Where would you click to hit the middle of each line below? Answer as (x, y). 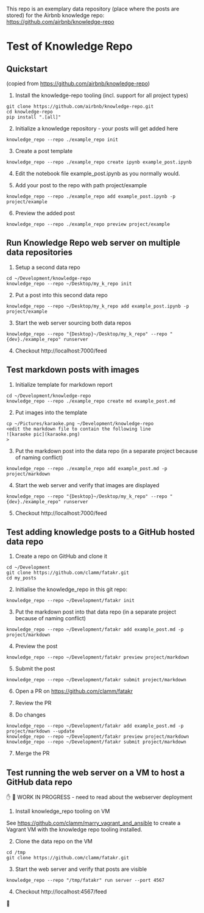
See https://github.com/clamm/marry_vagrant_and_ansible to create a (93, 823)
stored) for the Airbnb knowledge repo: (55, 15)
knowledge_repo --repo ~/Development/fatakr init (71, 601)
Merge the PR (32, 753)
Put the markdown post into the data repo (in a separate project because (106, 451)
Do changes (30, 715)
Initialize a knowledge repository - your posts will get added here (97, 128)
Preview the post (36, 646)
